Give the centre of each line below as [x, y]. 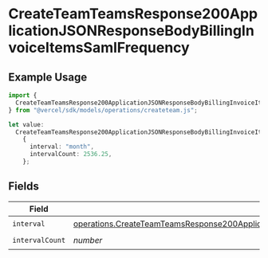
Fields [24, 187]
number [88, 240]
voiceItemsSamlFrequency [99, 48]
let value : [26, 124]
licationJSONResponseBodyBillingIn [132, 31]
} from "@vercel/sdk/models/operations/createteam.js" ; [103, 110]
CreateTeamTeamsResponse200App [133, 14]
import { [23, 96]
